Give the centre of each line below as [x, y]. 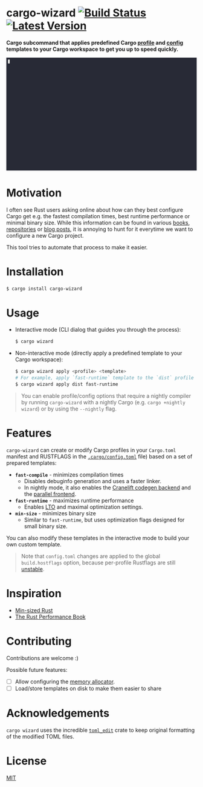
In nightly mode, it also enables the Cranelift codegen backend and [108, 487]
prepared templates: [31, 463]
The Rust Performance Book [50, 617]
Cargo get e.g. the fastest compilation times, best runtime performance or [98, 216]
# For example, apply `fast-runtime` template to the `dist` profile [105, 378]
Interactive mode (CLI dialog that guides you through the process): [98, 330]
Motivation [34, 193]
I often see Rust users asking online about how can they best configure [95, 210]
